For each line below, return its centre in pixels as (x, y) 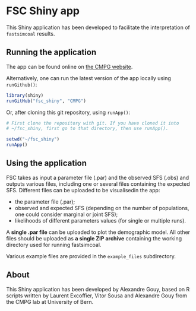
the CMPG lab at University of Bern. (50, 302)
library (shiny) (25, 95)
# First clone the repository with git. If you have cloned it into (93, 123)
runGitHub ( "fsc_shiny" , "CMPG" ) (46, 101)
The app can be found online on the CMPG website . (69, 66)
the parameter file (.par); (45, 201)
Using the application (47, 164)
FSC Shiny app (43, 11)
